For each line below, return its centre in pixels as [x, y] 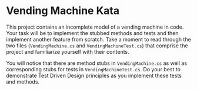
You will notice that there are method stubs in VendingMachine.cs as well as [96, 63]
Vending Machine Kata [63, 11]
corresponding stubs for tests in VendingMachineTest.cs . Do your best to [94, 69]
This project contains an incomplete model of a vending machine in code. [95, 27]
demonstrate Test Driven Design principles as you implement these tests [94, 75]
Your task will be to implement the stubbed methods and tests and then [92, 33]
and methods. [23, 82]
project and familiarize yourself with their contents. [68, 51]
